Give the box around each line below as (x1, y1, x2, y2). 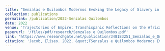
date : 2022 (5, 20, 27, 26)
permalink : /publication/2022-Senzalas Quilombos (5, 16, 109, 21)
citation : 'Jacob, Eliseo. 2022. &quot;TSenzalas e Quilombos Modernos (5, 39, 155, 44)
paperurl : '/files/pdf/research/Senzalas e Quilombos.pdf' (5, 30, 129, 34)
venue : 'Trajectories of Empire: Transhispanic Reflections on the (5, 25, 146, 30)
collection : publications (5, 12, 58, 17)
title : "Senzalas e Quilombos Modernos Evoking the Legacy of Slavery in (5, 7, 160, 12)
